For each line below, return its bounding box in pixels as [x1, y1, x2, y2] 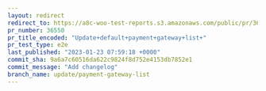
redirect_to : [7, 19, 51, 27]
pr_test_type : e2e [7, 41, 68, 49]
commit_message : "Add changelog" [7, 63, 118, 71]
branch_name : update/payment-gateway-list [7, 70, 150, 78]
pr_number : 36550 [7, 26, 65, 34]
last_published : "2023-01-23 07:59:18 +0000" [7, 48, 160, 56]
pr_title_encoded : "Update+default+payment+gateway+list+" [7, 33, 207, 42]
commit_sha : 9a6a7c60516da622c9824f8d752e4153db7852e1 [7, 56, 193, 64]
